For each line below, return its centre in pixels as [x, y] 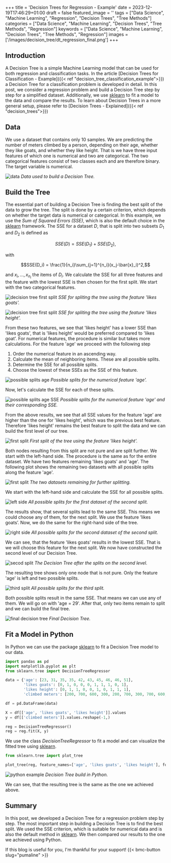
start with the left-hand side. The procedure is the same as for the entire [81, 456]
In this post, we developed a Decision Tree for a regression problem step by [85, 818]
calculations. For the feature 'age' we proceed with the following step [78, 344]
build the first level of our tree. [37, 431]
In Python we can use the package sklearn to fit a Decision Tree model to [82, 647]
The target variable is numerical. [39, 166]
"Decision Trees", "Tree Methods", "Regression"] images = [67, 34]
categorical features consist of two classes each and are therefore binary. [83, 161]
